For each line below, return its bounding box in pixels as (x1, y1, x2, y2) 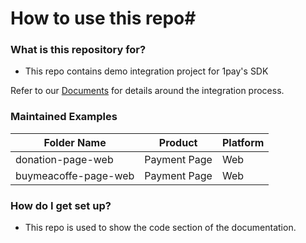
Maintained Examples (10, 110, 118, 124)
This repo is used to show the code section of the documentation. (24, 222, 297, 234)
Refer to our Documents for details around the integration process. (10, 85, 285, 97)
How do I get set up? (10, 198, 112, 212)
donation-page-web (15, 152, 114, 166)
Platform (221, 135, 265, 149)
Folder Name (43, 135, 107, 149)
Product (158, 135, 198, 149)
